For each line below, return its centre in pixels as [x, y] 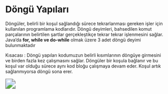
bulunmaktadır [20, 45]
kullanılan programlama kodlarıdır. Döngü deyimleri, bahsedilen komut [79, 29]
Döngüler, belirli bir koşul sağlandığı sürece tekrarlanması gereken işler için [84, 24]
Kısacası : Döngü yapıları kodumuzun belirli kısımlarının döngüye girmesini [83, 55]
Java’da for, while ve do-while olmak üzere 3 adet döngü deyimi [73, 40]
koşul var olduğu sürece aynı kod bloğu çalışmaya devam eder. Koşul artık [83, 66]
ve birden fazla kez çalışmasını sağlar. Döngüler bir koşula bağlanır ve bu [82, 60]
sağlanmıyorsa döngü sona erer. [39, 71]
